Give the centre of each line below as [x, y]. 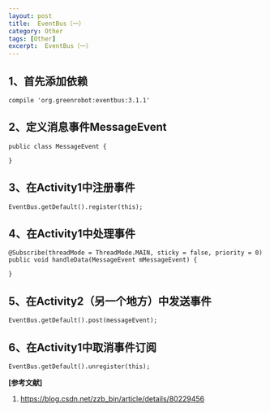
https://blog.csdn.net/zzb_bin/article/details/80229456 [112, 399]
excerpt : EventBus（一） [50, 46]
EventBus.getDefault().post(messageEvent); [83, 321]
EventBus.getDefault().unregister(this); [79, 366]
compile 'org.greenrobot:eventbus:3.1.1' [79, 100]
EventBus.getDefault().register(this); [76, 207]
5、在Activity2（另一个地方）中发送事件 [110, 301]
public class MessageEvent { [58, 146]
